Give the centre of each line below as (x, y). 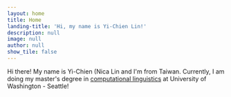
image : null (24, 39)
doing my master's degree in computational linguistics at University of (107, 78)
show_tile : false (32, 52)
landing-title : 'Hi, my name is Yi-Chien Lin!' (77, 26)
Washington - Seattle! (38, 86)
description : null (34, 33)
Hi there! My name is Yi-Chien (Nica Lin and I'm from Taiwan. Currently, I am (116, 71)
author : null (26, 45)
